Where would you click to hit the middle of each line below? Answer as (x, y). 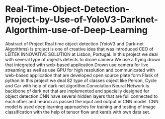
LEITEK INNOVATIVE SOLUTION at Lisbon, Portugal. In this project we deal (82, 54)
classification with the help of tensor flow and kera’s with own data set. (78, 112)
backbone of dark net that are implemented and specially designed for (77, 91)
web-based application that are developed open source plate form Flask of (82, 75)
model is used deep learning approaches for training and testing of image (80, 107)
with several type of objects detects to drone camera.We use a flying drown (83, 59)
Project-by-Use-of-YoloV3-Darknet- (82, 20)
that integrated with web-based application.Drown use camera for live (77, 65)
